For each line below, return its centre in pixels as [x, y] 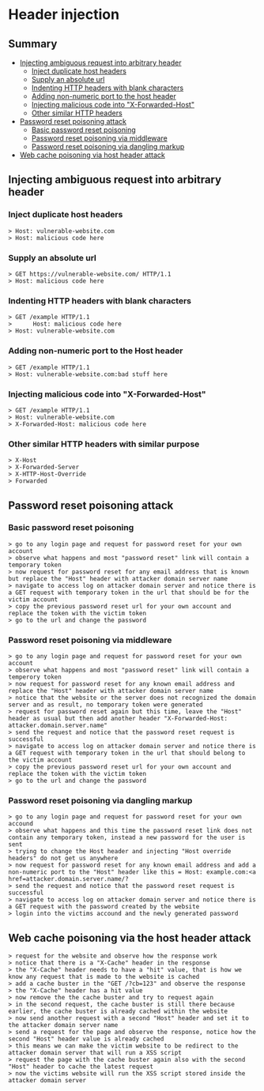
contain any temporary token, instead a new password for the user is [127, 838]
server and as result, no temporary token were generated [106, 705]
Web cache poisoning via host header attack [92, 155]
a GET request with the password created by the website [104, 907]
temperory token [35, 677]
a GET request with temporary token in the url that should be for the [128, 593]
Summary [33, 44]
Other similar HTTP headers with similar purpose [104, 444]
